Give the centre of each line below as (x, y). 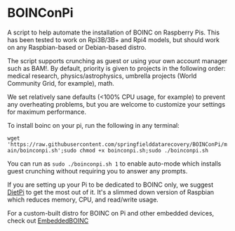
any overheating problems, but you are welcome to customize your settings (116, 104)
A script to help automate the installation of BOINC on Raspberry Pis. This (113, 32)
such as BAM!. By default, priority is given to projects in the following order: (116, 68)
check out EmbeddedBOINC (48, 220)
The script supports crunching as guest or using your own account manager (117, 60)
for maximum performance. (47, 112)
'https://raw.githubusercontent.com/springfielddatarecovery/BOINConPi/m (117, 144)
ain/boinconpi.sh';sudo (42, 150)
